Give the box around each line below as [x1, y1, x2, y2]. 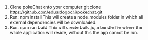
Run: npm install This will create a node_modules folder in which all [9, 14, 144, 20]
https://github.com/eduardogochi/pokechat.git [9, 9, 103, 15]
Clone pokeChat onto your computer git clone [9, 4, 101, 10]
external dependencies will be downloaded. [9, 19, 97, 25]
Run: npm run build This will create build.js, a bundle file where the [9, 25, 143, 30]
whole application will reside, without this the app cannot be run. [9, 30, 139, 35]
